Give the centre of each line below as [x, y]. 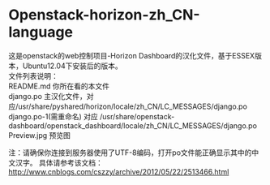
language [41, 32]
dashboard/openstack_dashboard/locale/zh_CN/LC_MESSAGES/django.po [133, 125]
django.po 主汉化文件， [48, 96]
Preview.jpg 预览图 [39, 135]
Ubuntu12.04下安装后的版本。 [73, 66]
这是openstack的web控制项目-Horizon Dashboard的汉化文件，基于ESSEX [132, 55]
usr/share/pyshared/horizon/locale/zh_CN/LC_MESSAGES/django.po [133, 106]
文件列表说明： [33, 75]
